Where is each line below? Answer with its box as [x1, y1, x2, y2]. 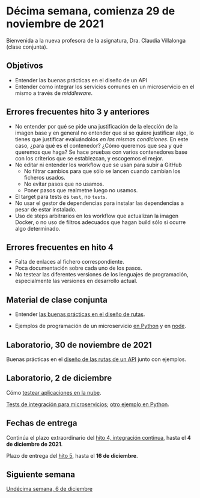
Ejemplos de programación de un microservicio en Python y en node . [14, 323, 186, 330]
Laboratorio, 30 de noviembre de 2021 [6, 339, 152, 350]
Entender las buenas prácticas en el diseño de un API [14, 76, 147, 84]
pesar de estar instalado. [14, 205, 77, 213]
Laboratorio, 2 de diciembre [6, 373, 112, 383]
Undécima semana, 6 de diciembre [6, 485, 93, 493]
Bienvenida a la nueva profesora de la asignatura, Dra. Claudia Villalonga [6, 37, 186, 44]
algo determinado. [14, 225, 61, 232]
